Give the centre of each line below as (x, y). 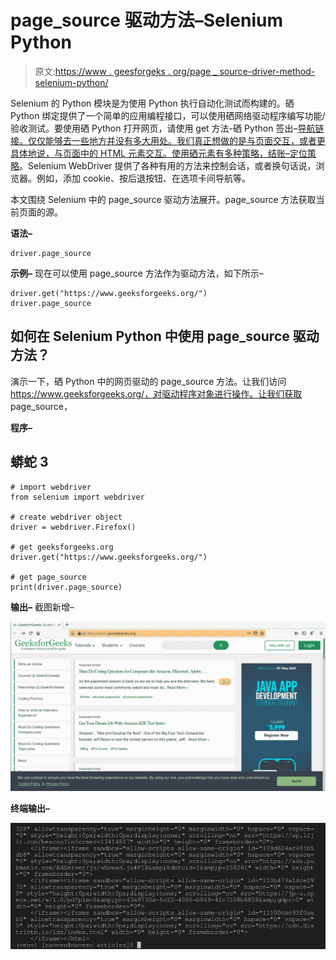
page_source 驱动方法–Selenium (146, 20)
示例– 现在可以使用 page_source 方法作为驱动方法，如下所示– (137, 273)
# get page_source (48, 577)
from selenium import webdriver (77, 497)
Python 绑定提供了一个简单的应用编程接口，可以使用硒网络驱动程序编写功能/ (168, 115)
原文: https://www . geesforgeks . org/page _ (126, 71)
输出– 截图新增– (42, 607)
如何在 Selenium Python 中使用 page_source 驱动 (165, 336)
